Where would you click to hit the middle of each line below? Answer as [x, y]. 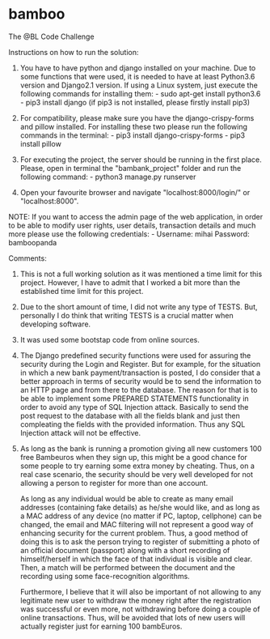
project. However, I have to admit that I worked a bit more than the [130, 282]
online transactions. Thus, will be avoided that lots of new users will [133, 617]
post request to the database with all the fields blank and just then [130, 415]
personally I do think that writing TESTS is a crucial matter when [127, 315]
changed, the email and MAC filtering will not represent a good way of [137, 524]
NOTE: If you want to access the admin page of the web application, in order [136, 216]
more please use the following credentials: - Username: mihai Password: [129, 234]
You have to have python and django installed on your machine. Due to [138, 68]
